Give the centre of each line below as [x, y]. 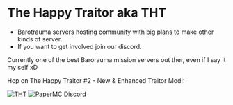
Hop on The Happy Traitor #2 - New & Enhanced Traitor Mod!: [96, 80]
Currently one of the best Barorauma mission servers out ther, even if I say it [116, 59]
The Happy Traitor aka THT [87, 13]
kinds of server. [40, 39]
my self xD [23, 67]
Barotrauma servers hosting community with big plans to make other [115, 32]
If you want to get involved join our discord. [79, 46]
